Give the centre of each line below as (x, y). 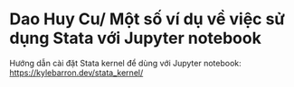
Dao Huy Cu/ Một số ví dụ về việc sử (147, 19)
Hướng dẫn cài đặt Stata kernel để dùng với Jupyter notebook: (125, 63)
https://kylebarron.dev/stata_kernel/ (76, 73)
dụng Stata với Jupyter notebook (136, 38)
